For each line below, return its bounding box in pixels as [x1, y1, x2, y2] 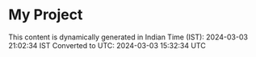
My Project [8, 6, 83, 24]
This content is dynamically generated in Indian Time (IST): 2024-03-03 [8, 32, 249, 42]
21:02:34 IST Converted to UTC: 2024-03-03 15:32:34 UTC [8, 40, 206, 50]
